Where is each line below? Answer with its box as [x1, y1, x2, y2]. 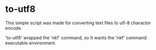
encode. [5, 25, 22, 31]
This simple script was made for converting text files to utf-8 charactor [5, 20, 151, 26]
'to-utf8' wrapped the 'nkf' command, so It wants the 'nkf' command [5, 35, 147, 41]
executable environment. [5, 40, 56, 46]
